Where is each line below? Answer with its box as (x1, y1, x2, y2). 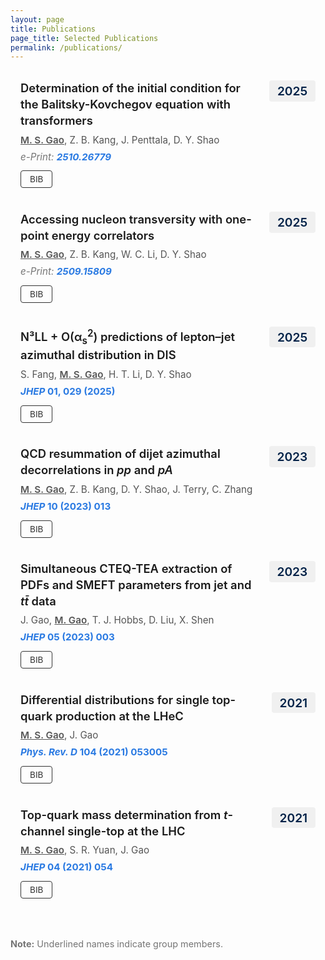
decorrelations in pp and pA (20, 462, 173, 478)
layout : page (10, 14, 65, 25)
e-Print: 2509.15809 (20, 265, 112, 278)
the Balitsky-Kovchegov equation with (20, 97, 232, 112)
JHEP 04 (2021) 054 (20, 861, 114, 874)
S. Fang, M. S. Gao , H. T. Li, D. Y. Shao (20, 367, 192, 381)
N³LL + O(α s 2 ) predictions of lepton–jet (20, 326, 235, 347)
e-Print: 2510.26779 (20, 150, 112, 163)
